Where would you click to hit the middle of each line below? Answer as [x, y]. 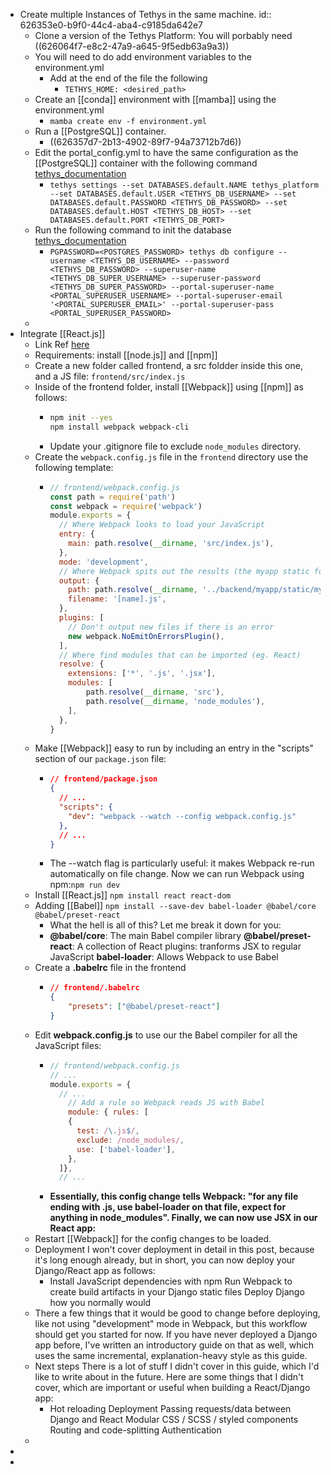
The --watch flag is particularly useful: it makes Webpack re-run [182, 863]
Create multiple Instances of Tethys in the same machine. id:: [145, 14]
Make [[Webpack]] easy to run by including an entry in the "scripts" [174, 748]
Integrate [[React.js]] [62, 333]
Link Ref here [62, 344]
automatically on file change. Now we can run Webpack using [177, 874]
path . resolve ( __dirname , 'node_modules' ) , [175, 701]
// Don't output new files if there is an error [171, 627]
